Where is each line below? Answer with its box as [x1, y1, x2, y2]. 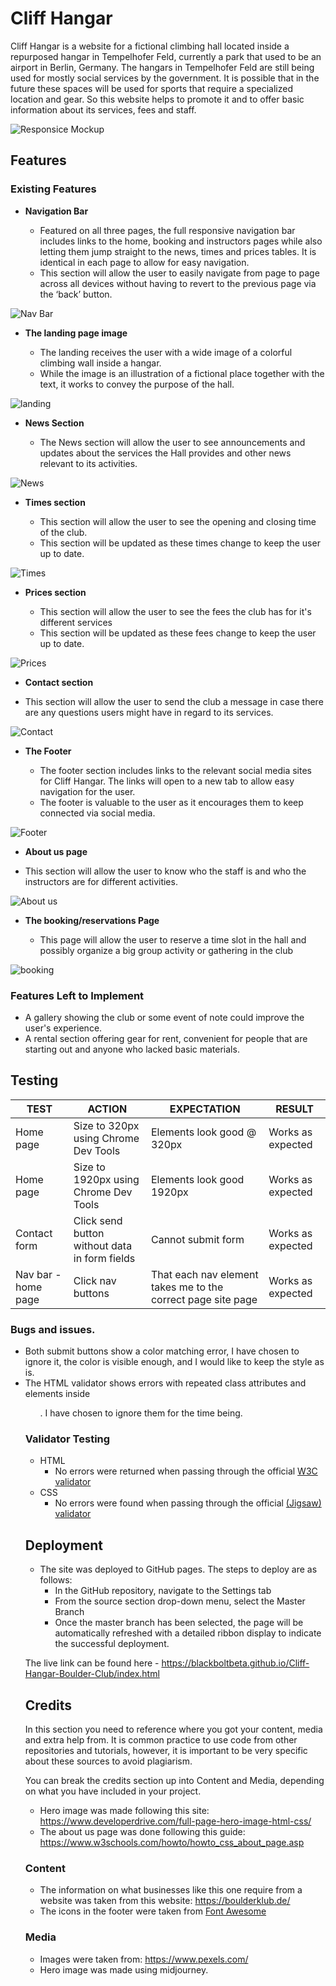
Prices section [24, 586, 87, 598]
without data [73, 1238, 133, 1252]
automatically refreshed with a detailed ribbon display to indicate [54, 1627, 322, 1639]
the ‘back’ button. [39, 288, 113, 300]
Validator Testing [24, 1432, 111, 1446]
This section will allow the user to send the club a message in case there [24, 695, 324, 707]
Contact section [24, 676, 94, 688]
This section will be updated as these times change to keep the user [39, 537, 321, 549]
